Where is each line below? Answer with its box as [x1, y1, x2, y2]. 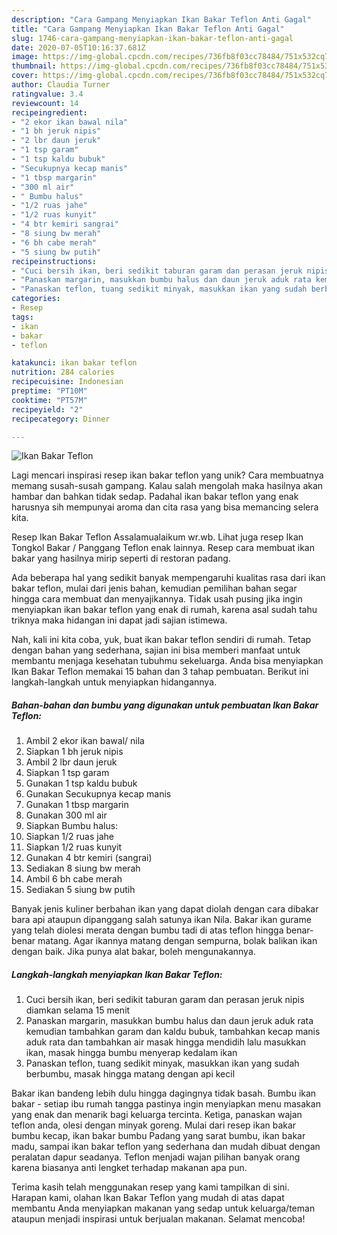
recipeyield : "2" [11, 404, 84, 415]
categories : [11, 294, 61, 304]
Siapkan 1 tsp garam [25, 767, 110, 779]
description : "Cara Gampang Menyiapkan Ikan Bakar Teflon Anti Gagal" [11, 14, 312, 25]
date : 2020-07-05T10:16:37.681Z [11, 42, 146, 53]
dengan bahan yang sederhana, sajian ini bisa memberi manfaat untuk [11, 644, 301, 656]
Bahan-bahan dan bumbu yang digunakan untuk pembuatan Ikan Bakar [11, 699, 319, 711]
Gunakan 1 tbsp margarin [25, 799, 129, 811]
